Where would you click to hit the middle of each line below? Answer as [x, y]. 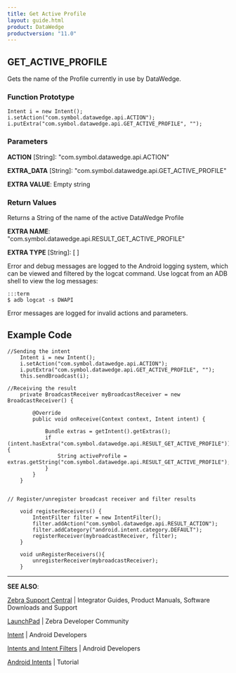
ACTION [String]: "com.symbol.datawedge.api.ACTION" [88, 157]
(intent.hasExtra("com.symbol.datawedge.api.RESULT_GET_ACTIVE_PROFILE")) [119, 444]
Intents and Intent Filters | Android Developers [74, 648]
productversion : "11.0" [42, 33]
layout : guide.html [36, 20]
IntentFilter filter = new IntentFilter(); [97, 518]
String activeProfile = [92, 456]
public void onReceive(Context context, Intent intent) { [119, 419]
